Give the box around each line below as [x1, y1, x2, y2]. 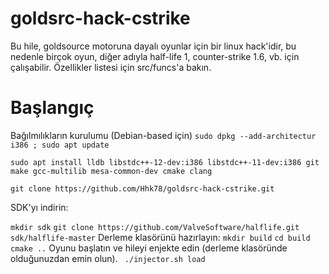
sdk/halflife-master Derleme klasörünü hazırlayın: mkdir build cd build [10, 231, 311, 243]
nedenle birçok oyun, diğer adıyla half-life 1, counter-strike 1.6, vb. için [10, 50, 300, 62]
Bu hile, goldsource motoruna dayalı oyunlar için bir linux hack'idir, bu [10, 40, 297, 52]
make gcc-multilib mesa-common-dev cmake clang [10, 166, 213, 176]
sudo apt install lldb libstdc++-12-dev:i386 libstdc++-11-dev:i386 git [10, 157, 320, 167]
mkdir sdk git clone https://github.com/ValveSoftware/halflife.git [10, 222, 300, 232]
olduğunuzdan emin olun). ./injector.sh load [10, 252, 206, 264]
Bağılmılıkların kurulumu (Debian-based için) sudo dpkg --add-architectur [10, 129, 317, 141]
